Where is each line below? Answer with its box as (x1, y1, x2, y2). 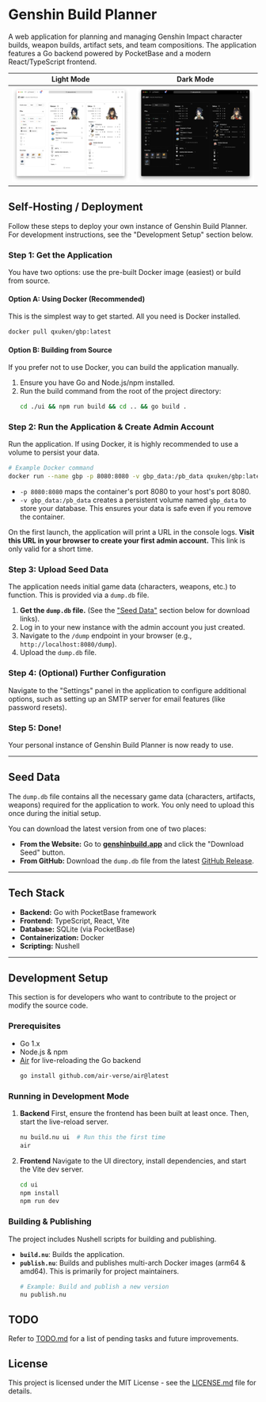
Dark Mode (177, 74, 215, 84)
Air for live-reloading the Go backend (19, 1055, 141, 1065)
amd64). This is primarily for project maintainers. (19, 1266, 180, 1276)
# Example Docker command (8, 464, 93, 472)
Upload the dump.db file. (19, 648, 97, 657)
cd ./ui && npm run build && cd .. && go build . (19, 402, 188, 411)
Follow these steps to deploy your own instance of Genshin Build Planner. (8, 221, 248, 230)
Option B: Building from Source (8, 345, 112, 354)
